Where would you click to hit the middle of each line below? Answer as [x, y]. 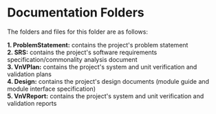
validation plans [29, 74]
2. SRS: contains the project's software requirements [82, 52]
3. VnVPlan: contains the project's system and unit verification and [102, 67]
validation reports [32, 103]
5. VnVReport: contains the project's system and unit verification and [106, 96]
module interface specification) [52, 89]
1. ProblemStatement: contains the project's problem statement [98, 45]
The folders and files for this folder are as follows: [78, 32]
